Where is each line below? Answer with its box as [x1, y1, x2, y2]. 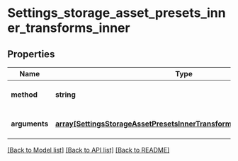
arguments [11, 119, 49, 129]
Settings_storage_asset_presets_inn [7, 5, 226, 21]
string [55, 90, 76, 100]
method [11, 90, 38, 100]
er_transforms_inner [7, 20, 130, 36]
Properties [7, 48, 55, 60]
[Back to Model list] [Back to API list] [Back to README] [7, 146, 170, 154]
